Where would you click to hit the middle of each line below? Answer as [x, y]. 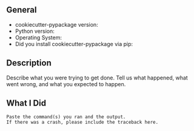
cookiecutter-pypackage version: [56, 24]
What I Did [26, 103]
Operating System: [38, 37]
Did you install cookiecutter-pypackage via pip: [74, 44]
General [22, 10]
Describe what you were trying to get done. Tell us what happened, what [97, 78]
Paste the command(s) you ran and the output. [66, 117]
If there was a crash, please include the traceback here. [82, 123]
